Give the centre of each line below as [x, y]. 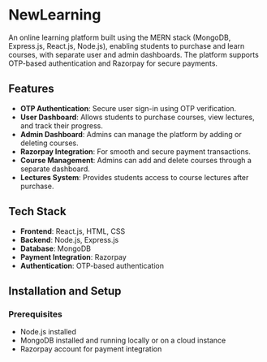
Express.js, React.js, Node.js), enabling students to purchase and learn [127, 45]
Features [31, 89]
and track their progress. [61, 125]
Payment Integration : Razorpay [73, 256]
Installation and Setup [65, 291]
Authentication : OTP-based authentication [92, 265]
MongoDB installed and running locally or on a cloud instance [123, 340]
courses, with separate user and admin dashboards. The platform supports [134, 54]
